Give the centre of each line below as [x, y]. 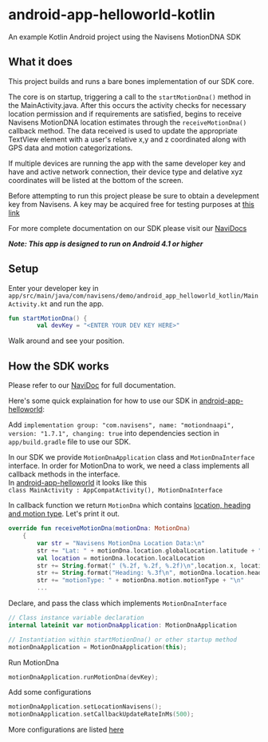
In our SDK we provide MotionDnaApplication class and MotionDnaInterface [132, 457]
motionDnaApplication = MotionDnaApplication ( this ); [98, 647]
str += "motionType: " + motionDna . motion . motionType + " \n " [141, 580]
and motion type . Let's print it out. [64, 514]
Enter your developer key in [53, 288]
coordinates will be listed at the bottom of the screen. [96, 180]
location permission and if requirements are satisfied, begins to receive [125, 114]
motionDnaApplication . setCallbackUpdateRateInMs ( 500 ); [101, 714]
